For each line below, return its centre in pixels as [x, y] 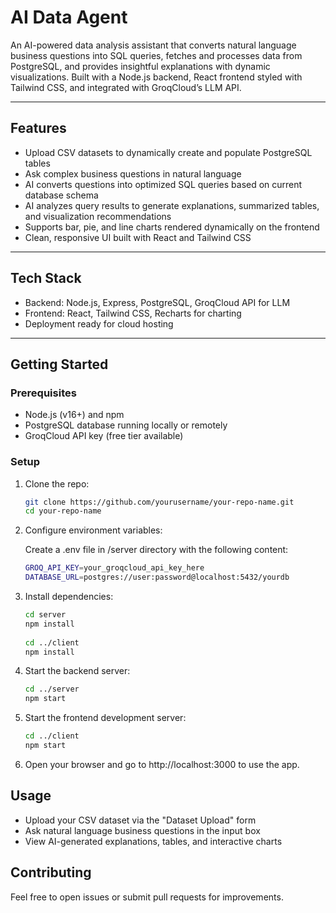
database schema [61, 195]
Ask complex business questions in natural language [133, 173]
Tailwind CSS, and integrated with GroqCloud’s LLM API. [126, 87]
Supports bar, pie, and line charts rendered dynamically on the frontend [172, 227]
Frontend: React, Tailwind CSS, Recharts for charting [133, 313]
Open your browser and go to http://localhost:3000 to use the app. [162, 764]
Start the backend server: [77, 671]
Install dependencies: [69, 597]
